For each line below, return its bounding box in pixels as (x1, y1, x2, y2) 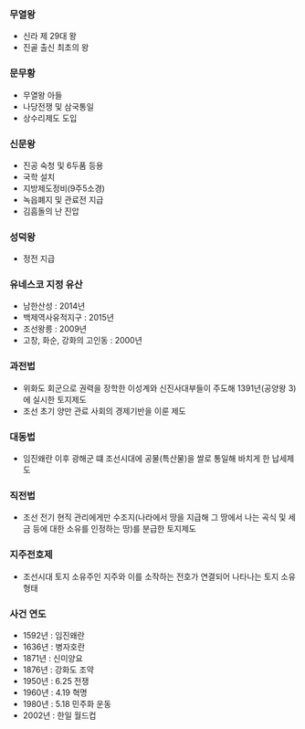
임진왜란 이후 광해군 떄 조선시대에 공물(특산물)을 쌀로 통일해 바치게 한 (22, 453, 270, 464)
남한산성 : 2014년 (22, 301, 86, 312)
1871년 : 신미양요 (22, 652, 84, 663)
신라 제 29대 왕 (22, 30, 78, 42)
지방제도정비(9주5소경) (22, 183, 105, 194)
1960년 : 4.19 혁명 (22, 687, 88, 698)
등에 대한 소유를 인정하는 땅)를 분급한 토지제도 (32, 523, 196, 534)
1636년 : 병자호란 (22, 641, 85, 652)
